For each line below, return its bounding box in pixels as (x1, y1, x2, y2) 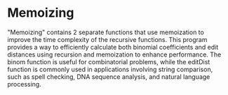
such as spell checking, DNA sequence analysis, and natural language (7, 72, 210, 81)
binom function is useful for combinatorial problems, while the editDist (7, 57, 210, 66)
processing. (7, 80, 42, 88)
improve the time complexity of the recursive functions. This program (7, 35, 208, 43)
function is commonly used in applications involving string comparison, (7, 65, 213, 73)
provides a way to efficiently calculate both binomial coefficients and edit (7, 43, 219, 51)
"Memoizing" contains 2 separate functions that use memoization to (7, 28, 205, 36)
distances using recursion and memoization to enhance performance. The (7, 50, 222, 59)
